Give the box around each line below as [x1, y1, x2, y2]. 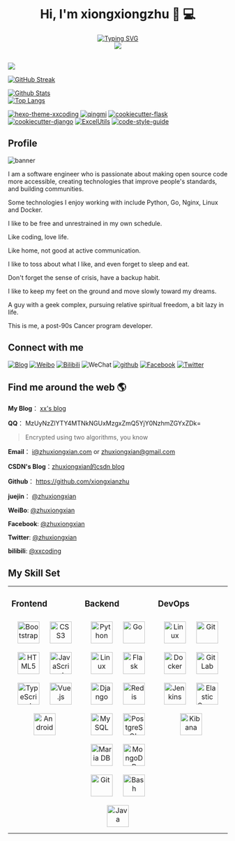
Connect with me [8, 341, 84, 354]
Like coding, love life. [8, 232, 69, 241]
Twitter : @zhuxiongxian [8, 533, 77, 542]
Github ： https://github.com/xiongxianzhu [8, 477, 130, 486]
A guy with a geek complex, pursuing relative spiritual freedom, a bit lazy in [8, 300, 225, 309]
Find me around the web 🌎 [8, 381, 127, 393]
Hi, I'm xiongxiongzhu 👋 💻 [40, 6, 196, 22]
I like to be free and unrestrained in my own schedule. [8, 219, 162, 227]
